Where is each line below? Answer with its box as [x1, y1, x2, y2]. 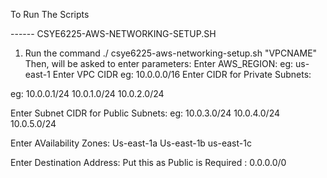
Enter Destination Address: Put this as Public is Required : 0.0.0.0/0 [10, 157, 287, 168]
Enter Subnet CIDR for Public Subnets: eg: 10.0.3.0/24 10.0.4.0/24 [10, 107, 281, 119]
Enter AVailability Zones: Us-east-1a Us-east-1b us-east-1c [10, 137, 252, 149]
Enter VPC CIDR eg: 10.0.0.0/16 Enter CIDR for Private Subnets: [52, 69, 312, 80]
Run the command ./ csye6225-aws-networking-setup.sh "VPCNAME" [24, 47, 318, 59]
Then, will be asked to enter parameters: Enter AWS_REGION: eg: [24, 58, 294, 69]
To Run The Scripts [10, 9, 90, 20]
